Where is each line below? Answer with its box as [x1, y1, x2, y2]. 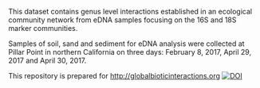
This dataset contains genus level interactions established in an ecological [8, 7, 253, 16]
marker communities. [8, 24, 78, 33]
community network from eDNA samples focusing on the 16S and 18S [8, 15, 237, 25]
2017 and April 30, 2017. [8, 55, 87, 65]
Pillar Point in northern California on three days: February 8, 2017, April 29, [8, 48, 252, 56]
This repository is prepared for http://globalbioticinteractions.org [8, 71, 221, 80]
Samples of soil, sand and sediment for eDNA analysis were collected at [8, 39, 245, 48]
